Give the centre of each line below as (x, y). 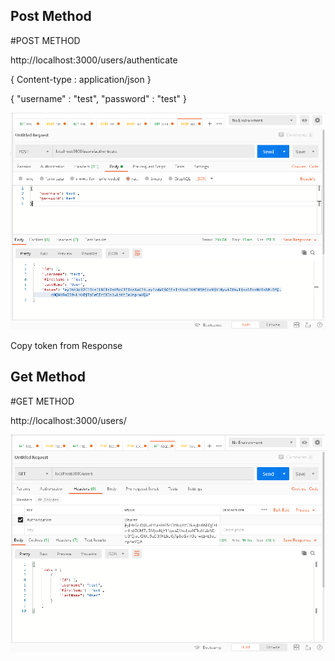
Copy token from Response (66, 345)
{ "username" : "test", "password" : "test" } (99, 98)
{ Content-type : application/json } (81, 79)
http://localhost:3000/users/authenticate (94, 60)
